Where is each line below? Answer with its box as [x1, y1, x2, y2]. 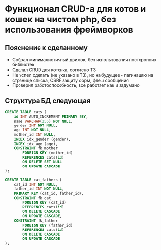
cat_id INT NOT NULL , [14, 182, 58, 187]
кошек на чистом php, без [5, 14, 116, 25]
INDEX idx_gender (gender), [14, 137, 71, 142]
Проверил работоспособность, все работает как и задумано [12, 83, 140, 88]
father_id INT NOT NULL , [14, 187, 64, 191]
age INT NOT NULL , [14, 128, 51, 133]
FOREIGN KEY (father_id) [22, 223, 73, 228]
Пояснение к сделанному [5, 43, 88, 52]
